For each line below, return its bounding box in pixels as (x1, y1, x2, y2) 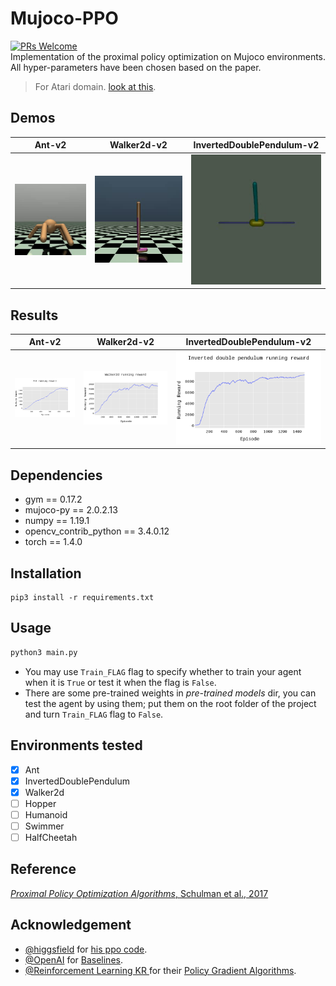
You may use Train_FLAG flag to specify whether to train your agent (24, 665, 302, 677)
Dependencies (10, 467, 103, 484)
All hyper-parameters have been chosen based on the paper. (10, 61, 262, 73)
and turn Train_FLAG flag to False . (24, 708, 164, 720)
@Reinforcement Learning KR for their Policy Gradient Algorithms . (24, 964, 297, 976)
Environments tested (10, 737, 143, 754)
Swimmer (24, 820, 65, 832)
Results (10, 307, 59, 324)
